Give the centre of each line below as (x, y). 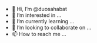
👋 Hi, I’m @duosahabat (39, 9)
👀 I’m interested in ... (36, 15)
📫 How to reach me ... (39, 34)
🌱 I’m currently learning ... (43, 21)
